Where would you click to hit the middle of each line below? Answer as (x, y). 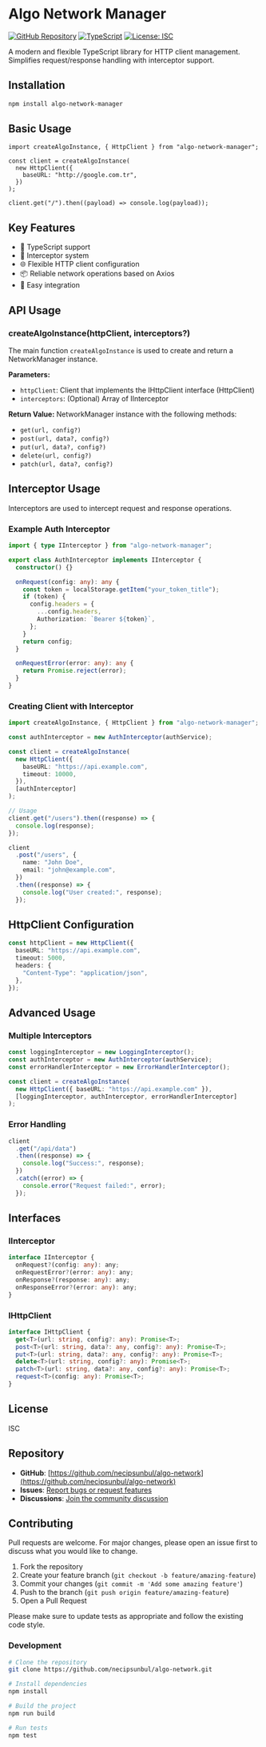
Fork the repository (52, 1567)
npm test (23, 1735)
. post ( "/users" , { (46, 855)
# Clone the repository (48, 1662)
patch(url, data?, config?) (66, 464)
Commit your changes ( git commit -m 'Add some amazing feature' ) (131, 1584)
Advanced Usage (52, 1013)
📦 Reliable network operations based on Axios (97, 274)
